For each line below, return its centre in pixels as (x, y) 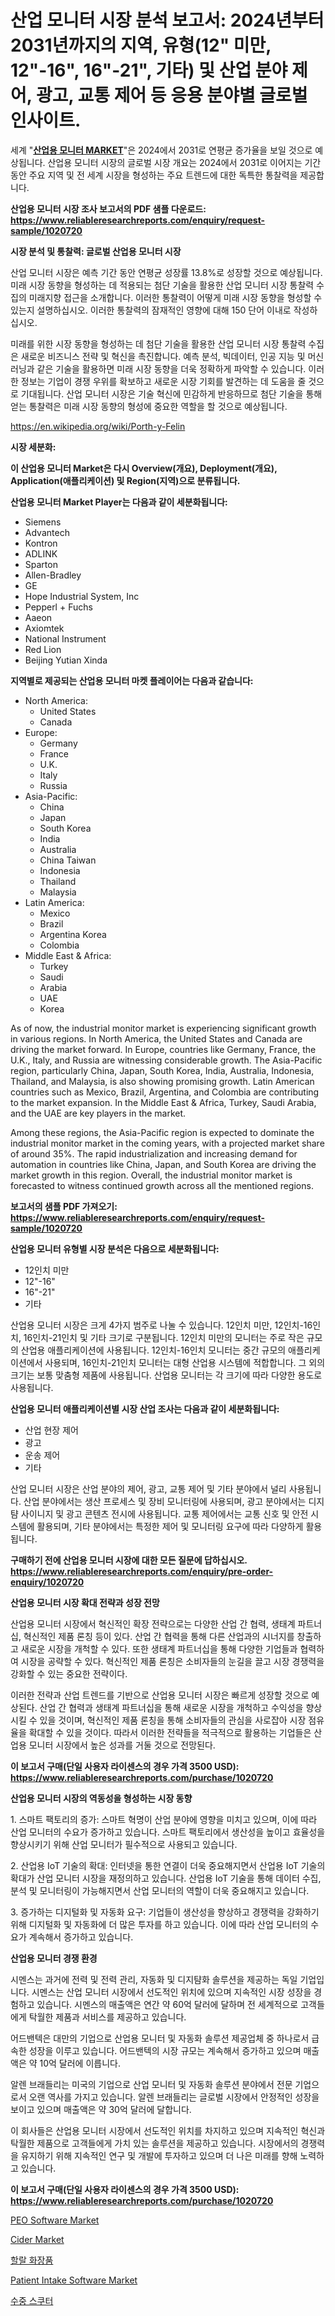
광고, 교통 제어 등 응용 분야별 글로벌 (171, 95)
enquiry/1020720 (47, 1582)
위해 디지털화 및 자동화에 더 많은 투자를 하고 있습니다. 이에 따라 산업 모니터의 (159, 1924)
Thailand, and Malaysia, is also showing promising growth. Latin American (162, 1081)
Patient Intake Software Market (74, 2280)
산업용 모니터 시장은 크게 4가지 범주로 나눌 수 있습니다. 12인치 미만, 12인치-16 (161, 1325)
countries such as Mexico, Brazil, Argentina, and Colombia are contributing (165, 1092)
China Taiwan (68, 860)
